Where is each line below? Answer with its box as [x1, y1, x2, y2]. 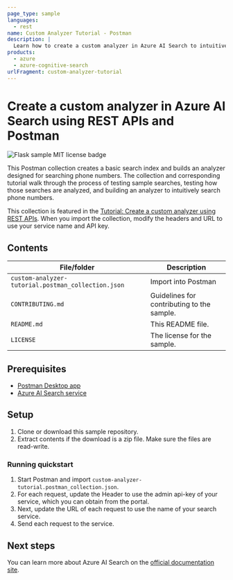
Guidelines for [150, 291, 196, 301]
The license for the [150, 331, 212, 340]
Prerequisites [7, 363, 67, 375]
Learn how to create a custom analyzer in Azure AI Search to [13, 42, 197, 49]
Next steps [7, 540, 55, 552]
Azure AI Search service [17, 389, 87, 397]
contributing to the [150, 299, 211, 309]
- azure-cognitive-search [13, 62, 89, 69]
